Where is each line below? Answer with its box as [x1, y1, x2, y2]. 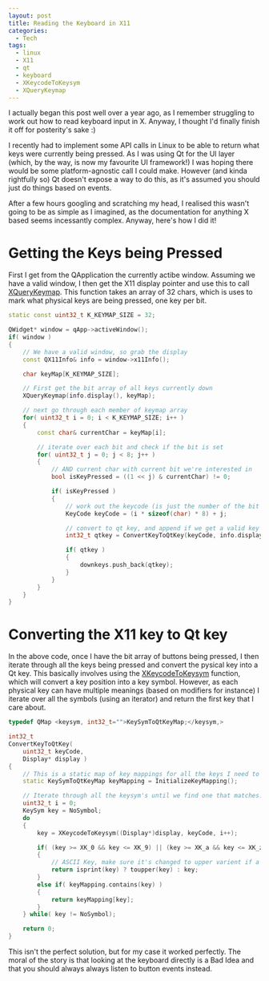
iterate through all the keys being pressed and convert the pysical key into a [8, 660, 259, 669]
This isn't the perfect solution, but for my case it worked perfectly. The [8, 947, 242, 956]
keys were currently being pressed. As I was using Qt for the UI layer [8, 149, 235, 159]
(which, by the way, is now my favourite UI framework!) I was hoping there [8, 158, 254, 167]
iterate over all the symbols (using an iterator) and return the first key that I [8, 694, 254, 704]
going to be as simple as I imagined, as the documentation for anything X [8, 207, 250, 217]
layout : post [8, 11, 52, 20]
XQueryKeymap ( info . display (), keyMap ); [22, 392, 156, 400]
